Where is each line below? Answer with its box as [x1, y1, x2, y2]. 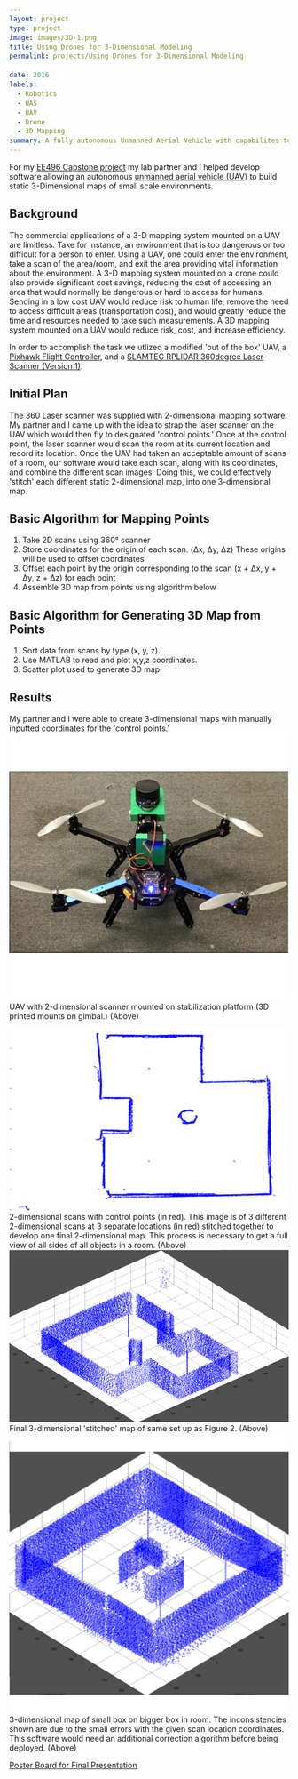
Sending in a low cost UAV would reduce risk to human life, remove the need [9, 296, 289, 307]
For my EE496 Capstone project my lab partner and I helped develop [9, 162, 260, 172]
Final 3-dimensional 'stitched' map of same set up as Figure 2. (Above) [9, 1423, 269, 1434]
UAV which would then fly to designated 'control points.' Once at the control [9, 429, 286, 439]
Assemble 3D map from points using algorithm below [21, 582, 216, 593]
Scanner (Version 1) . [9, 360, 83, 371]
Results [9, 690, 52, 705]
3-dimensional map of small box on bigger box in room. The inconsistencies [9, 1714, 286, 1725]
